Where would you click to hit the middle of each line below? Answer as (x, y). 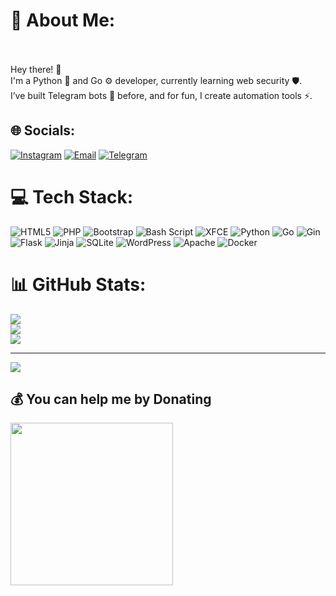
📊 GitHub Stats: (78, 284)
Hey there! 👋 (36, 69)
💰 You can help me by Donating (111, 399)
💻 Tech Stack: (72, 196)
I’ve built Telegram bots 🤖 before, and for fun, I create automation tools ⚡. (161, 95)
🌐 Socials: (43, 130)
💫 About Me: (63, 20)
